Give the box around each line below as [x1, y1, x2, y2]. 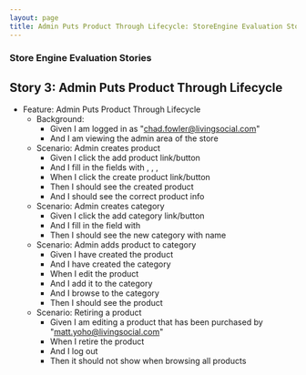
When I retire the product [49, 336, 145, 347]
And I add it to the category [49, 279, 153, 289]
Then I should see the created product [49, 181, 194, 192]
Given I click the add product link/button [49, 152, 200, 164]
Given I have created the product [49, 249, 174, 260]
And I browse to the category [49, 288, 159, 299]
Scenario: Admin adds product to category [36, 239, 197, 250]
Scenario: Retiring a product [36, 307, 142, 319]
